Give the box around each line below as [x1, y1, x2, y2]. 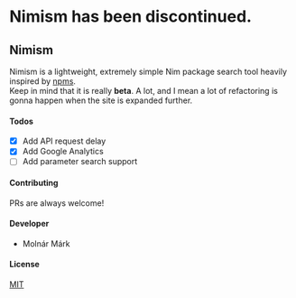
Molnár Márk [22, 237, 70, 249]
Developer [9, 219, 50, 229]
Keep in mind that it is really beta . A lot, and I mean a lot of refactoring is [9, 86, 278, 96]
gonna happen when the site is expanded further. [9, 95, 193, 106]
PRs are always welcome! [9, 197, 105, 209]
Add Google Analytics [22, 146, 104, 157]
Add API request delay [22, 135, 106, 146]
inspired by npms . [9, 76, 77, 87]
